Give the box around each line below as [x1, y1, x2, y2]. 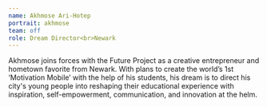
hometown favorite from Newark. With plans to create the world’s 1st [8, 65, 234, 74]
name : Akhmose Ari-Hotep [8, 11, 91, 20]
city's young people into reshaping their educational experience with [8, 81, 234, 91]
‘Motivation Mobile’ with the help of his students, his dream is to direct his [8, 73, 251, 82]
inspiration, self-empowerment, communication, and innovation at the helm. [8, 89, 258, 100]
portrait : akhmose [8, 19, 70, 27]
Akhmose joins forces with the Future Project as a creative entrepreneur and [8, 56, 260, 65]
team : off [8, 26, 42, 34]
